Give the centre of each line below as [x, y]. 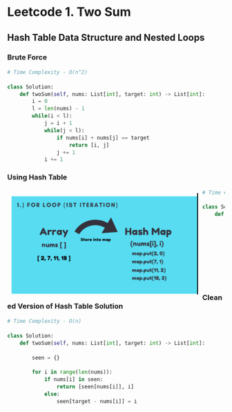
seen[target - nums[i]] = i [97, 401]
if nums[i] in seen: [74, 380]
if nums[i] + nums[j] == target [103, 138]
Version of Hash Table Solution [70, 306]
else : [52, 394]
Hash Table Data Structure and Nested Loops [106, 38]
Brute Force [27, 57]
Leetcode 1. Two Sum [69, 12]
